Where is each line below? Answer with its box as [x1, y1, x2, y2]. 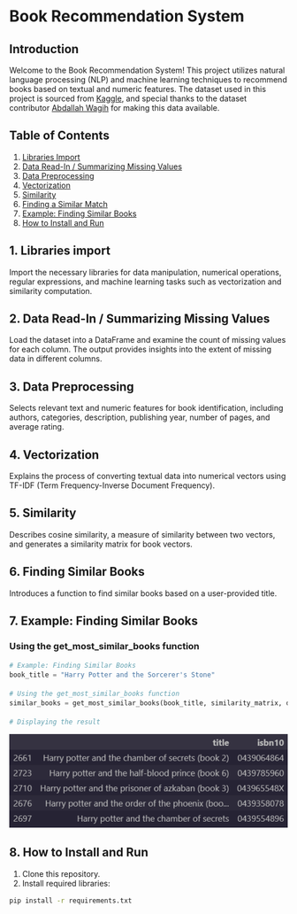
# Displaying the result [9, 717, 101, 726]
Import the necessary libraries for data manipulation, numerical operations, [9, 267, 282, 277]
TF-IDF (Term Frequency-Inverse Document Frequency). [9, 480, 215, 491]
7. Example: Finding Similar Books [9, 614, 199, 629]
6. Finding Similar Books [9, 564, 145, 579]
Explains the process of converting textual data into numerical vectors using [9, 471, 286, 482]
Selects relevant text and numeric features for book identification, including [9, 403, 284, 414]
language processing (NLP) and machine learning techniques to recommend [9, 74, 287, 85]
